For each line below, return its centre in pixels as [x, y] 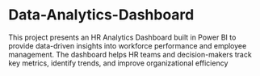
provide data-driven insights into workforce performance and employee [128, 45]
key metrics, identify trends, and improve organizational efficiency [118, 63]
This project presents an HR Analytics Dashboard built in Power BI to [122, 37]
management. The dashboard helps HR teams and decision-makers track [130, 54]
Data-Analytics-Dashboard [101, 15]
